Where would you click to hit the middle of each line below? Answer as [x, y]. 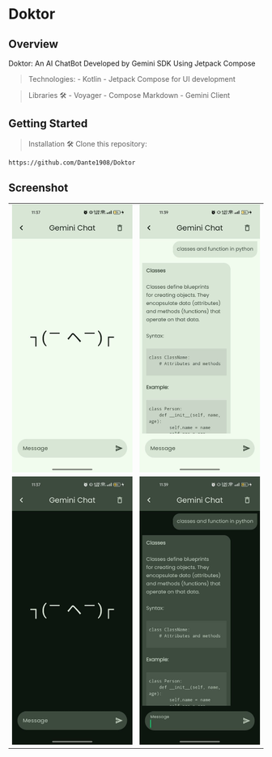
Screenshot [38, 188]
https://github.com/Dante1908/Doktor [72, 163]
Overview [34, 44]
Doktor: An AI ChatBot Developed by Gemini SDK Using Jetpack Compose [132, 63]
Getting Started [48, 123]
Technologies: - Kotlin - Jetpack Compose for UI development [132, 79]
